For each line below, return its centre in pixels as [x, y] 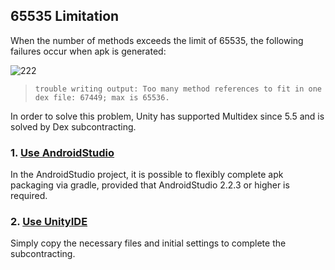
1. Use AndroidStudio [62, 152]
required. [29, 196]
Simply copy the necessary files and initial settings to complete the [148, 243]
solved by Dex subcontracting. [73, 126]
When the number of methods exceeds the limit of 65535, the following [157, 40]
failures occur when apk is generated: [88, 51]
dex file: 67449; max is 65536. [102, 97]
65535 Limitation [65, 16]
